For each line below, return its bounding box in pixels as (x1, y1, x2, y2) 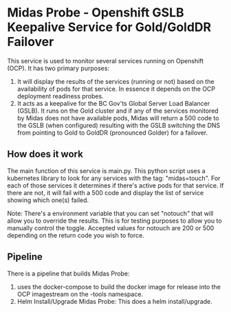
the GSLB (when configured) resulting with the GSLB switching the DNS (16, 121, 221, 129)
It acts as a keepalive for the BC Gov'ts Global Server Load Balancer (16, 99, 210, 107)
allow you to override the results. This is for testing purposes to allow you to (7, 216, 222, 225)
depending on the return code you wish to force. (7, 231, 144, 239)
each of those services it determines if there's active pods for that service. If (7, 181, 224, 190)
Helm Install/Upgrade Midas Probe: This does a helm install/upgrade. (16, 297, 213, 305)
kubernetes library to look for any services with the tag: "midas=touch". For (7, 174, 221, 182)
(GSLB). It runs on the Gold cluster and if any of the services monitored (16, 107, 219, 115)
